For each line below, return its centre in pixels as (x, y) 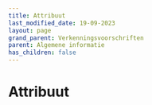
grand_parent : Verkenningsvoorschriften (76, 38)
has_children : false (43, 52)
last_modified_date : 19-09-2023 (62, 23)
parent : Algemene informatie (57, 45)
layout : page (30, 30)
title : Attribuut (37, 16)
